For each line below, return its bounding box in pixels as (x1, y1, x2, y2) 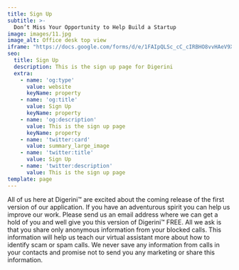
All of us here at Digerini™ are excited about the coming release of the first (7, 195, 225, 203)
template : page (7, 175, 53, 183)
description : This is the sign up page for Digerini (14, 63, 174, 70)
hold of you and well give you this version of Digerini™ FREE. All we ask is (7, 217, 222, 226)
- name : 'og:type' (20, 76, 75, 84)
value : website (26, 83, 72, 90)
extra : (14, 70, 33, 77)
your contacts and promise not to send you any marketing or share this (7, 248, 216, 256)
